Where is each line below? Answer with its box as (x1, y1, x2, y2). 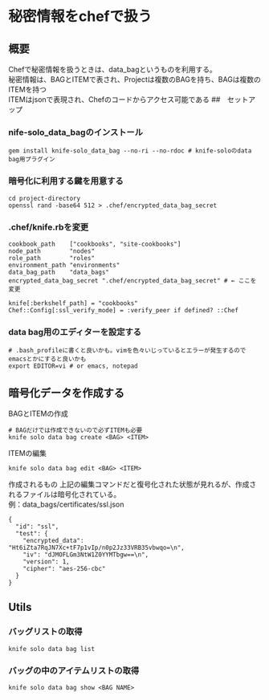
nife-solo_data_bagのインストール (8, 126, 143, 137)
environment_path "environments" (8, 261, 120, 269)
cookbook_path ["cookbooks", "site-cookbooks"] (8, 240, 181, 248)
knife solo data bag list (8, 645, 95, 653)
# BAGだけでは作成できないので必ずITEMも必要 (8, 426, 143, 434)
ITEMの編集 (8, 449, 47, 458)
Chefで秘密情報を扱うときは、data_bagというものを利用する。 (8, 65, 217, 74)
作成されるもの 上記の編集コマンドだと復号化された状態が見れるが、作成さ (8, 479, 257, 489)
